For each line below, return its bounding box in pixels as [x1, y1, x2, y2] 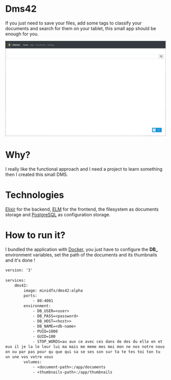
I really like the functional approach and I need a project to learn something [5, 166, 163, 172]
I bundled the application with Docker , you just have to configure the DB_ [5, 246, 158, 252]
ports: [23, 293, 38, 298]
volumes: [23, 359, 42, 365]
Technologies [5, 189, 65, 200]
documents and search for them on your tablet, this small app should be [5, 25, 156, 31]
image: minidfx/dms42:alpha [23, 288, 83, 293]
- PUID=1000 [32, 328, 58, 334]
